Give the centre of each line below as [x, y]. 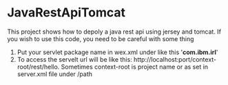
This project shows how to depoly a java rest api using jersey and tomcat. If [114, 32]
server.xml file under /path [55, 74]
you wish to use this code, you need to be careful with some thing [101, 38]
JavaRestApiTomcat [66, 13]
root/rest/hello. [38, 66]
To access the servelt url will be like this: [74, 59]
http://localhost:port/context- [175, 59]
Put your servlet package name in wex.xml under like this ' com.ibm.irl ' [117, 52]
